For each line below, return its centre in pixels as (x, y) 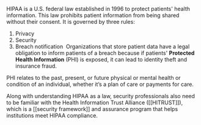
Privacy (25, 34)
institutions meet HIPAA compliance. (52, 116)
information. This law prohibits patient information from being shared (93, 15)
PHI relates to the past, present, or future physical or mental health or (94, 78)
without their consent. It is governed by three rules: (71, 22)
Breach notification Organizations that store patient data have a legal (102, 46)
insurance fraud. (36, 66)
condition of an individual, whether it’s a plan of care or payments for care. (100, 84)
